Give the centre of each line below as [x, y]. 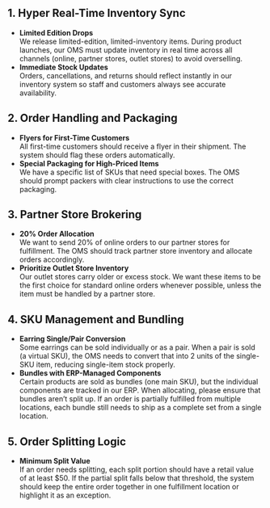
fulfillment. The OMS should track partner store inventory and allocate [136, 251]
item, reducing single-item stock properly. [105, 365]
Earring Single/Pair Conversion [72, 339]
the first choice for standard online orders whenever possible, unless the [140, 285]
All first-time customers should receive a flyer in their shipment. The [133, 146]
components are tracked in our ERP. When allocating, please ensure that [140, 390]
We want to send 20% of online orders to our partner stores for [124, 242]
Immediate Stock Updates [63, 67]
